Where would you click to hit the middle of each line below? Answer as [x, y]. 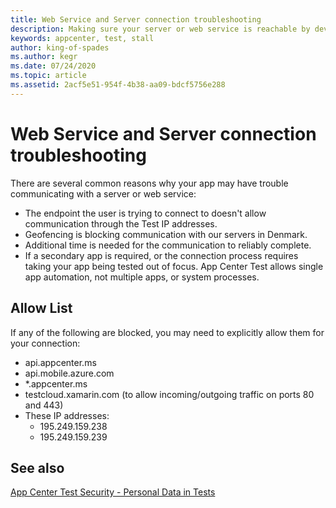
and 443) [44, 405]
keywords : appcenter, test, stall [82, 38]
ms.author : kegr [44, 57]
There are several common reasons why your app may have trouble [149, 183]
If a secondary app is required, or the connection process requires [161, 255]
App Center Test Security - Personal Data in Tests [113, 492]
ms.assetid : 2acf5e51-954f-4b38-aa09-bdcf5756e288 [118, 85]
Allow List [41, 308]
